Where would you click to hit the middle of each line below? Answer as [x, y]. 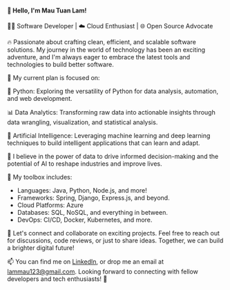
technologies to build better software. [60, 65]
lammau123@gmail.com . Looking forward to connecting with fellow [103, 272]
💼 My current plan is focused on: [54, 78]
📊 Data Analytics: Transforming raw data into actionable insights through [111, 113]
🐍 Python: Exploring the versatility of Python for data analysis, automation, [113, 91]
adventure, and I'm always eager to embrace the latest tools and [99, 57]
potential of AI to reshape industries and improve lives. [85, 164]
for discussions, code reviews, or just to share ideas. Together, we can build [115, 241]
